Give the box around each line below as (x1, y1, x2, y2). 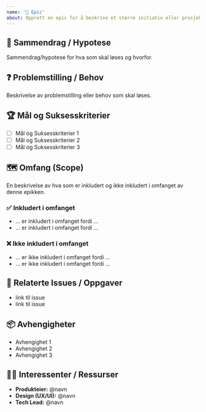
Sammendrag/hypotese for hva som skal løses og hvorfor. (6, 53, 153, 61)
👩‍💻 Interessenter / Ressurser (6, 369, 118, 379)
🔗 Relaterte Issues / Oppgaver (6, 278, 123, 288)
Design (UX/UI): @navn (15, 392, 75, 399)
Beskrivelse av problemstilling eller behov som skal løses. (6, 91, 152, 99)
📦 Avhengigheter (6, 319, 76, 329)
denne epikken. (6, 188, 46, 195)
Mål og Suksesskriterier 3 (15, 144, 80, 151)
